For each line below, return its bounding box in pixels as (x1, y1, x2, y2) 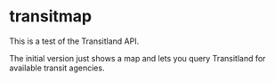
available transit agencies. (9, 62, 105, 73)
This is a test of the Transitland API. (9, 36, 140, 46)
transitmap (9, 6, 92, 27)
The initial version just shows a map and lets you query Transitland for (9, 53, 266, 63)
